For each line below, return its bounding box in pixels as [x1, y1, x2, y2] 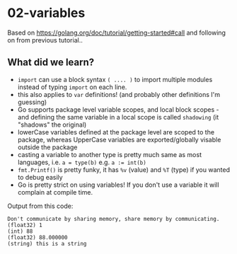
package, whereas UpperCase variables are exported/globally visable [17, 135, 221, 144]
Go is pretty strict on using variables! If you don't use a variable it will [17, 180, 219, 189]
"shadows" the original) [17, 120, 87, 129]
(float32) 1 [7, 221, 42, 229]
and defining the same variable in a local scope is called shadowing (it [17, 112, 219, 121]
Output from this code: [7, 202, 74, 210]
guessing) [17, 98, 47, 106]
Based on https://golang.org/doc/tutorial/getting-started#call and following [7, 28, 226, 37]
